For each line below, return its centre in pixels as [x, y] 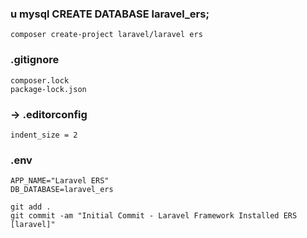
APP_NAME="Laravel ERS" [60, 181]
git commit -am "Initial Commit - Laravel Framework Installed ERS [154, 216]
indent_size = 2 [44, 135]
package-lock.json [48, 89]
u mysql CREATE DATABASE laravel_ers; [110, 14]
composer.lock [40, 80]
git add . [31, 207]
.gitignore [35, 60]
